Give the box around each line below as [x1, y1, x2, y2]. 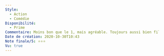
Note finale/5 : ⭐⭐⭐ [5, 39, 46, 44]
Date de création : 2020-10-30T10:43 [5, 35, 80, 39]
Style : [5, 7, 19, 12]
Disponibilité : [5, 20, 36, 26]
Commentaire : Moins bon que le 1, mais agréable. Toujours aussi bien [5, 30, 152, 35]
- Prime [9, 25, 25, 30]
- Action [9, 12, 27, 17]
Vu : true [5, 43, 23, 48]
